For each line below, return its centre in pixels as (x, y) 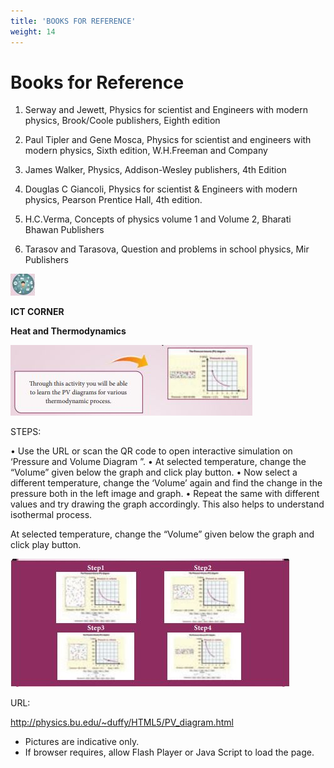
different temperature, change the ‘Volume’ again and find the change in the (166, 483)
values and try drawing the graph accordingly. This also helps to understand (167, 504)
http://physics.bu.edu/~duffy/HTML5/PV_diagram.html (122, 722)
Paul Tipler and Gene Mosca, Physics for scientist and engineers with (168, 140)
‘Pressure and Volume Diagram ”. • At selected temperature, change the (158, 462)
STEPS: (26, 432)
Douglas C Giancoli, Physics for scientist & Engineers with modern (161, 189)
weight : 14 (33, 31)
